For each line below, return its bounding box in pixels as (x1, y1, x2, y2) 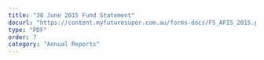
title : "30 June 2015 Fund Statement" (8, 11, 135, 19)
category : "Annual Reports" (8, 41, 101, 48)
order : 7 (8, 33, 37, 41)
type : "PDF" (8, 26, 47, 34)
